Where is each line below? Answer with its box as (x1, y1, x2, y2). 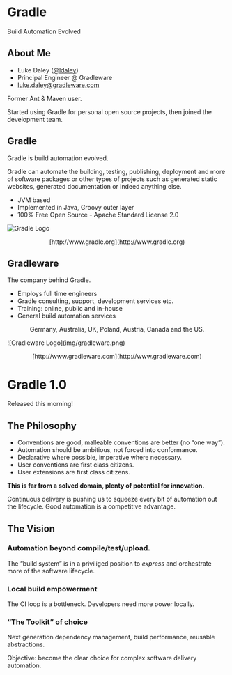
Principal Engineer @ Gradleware (17, 73, 113, 82)
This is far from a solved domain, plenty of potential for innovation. (7, 481, 205, 490)
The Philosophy (7, 419, 77, 432)
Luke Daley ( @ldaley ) (17, 65, 79, 74)
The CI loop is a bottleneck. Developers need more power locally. (7, 600, 195, 608)
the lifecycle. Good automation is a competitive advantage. (7, 502, 176, 511)
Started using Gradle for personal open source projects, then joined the (7, 107, 212, 116)
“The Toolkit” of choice (7, 617, 88, 627)
